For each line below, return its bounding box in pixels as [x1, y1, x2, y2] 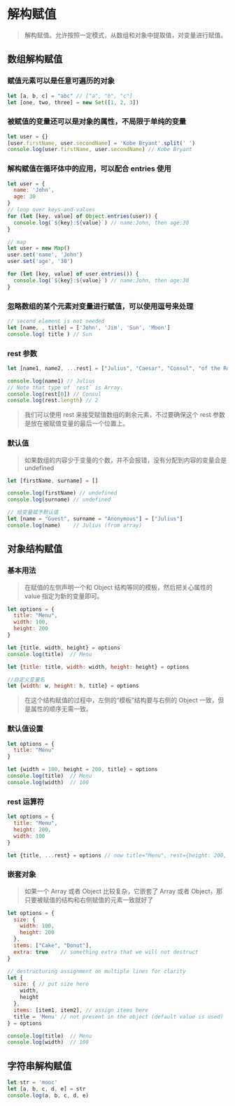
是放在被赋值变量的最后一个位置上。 [24, 419, 129, 427]
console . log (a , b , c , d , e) [7, 1092, 90, 1099]
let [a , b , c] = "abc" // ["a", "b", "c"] [7, 92, 133, 99]
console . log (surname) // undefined [7, 496, 111, 504]
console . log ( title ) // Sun [7, 330, 92, 338]
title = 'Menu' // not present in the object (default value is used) [13, 1013, 224, 1020]
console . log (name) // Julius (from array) [7, 522, 142, 529]
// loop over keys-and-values [7, 206, 96, 213]
